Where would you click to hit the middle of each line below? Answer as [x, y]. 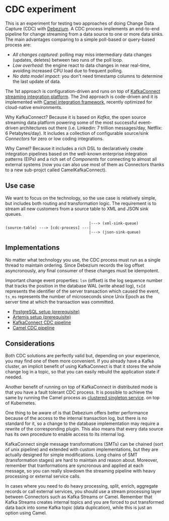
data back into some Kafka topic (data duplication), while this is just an [79, 508]
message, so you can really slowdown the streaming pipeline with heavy [80, 471]
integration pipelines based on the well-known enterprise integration [76, 154]
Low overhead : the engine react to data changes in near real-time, [81, 65]
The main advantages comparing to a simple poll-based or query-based [80, 39]
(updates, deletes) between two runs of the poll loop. [68, 60]
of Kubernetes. [21, 403]
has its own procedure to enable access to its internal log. [65, 434]
